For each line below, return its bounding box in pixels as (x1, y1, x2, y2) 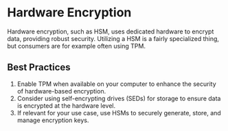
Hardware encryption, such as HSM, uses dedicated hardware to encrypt (7, 27, 214, 35)
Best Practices (7, 61, 71, 73)
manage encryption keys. (16, 116, 89, 124)
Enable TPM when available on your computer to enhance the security (16, 80, 216, 88)
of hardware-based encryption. (16, 87, 106, 95)
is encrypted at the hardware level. (16, 101, 115, 110)
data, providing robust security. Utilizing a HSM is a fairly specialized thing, (7, 34, 220, 42)
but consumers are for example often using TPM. (7, 42, 146, 50)
